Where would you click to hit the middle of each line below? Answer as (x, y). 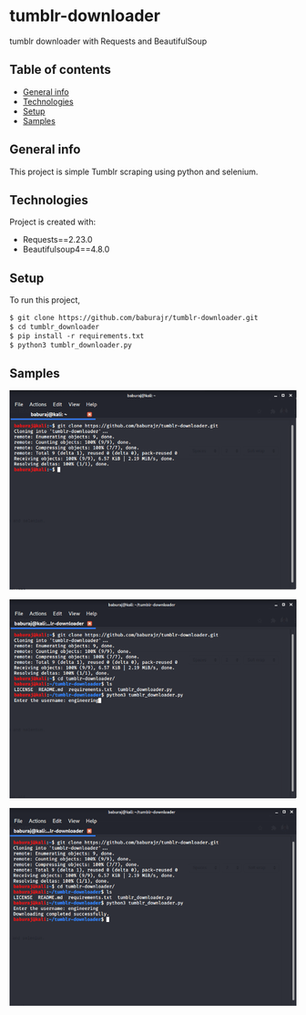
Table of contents (60, 70)
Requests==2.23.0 (57, 240)
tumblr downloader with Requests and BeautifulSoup (108, 41)
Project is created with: (53, 222)
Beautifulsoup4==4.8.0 (66, 249)
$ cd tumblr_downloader (55, 327)
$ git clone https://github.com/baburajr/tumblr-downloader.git (134, 318)
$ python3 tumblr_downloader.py (71, 346)
